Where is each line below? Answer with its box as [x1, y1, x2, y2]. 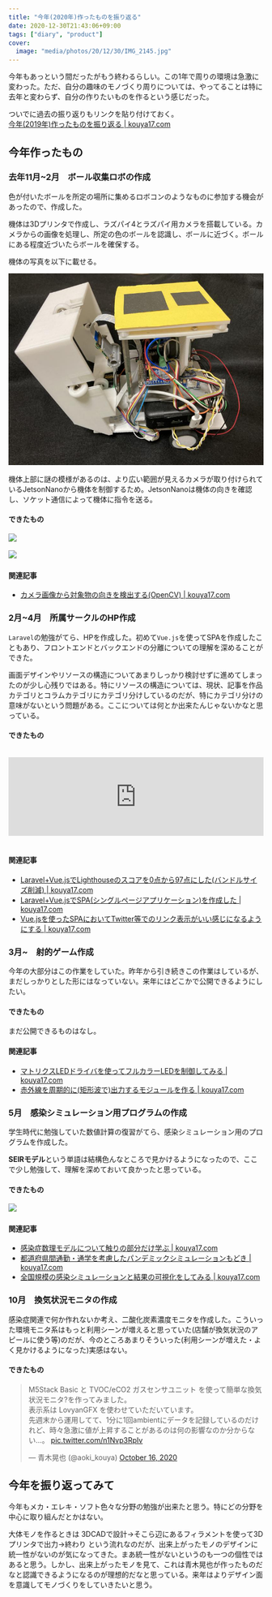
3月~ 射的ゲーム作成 [8, 946, 95, 958]
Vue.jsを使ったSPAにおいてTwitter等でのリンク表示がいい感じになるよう [19, 914, 262, 923]
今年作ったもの [8, 145, 83, 159]
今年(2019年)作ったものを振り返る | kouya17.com [8, 119, 172, 129]
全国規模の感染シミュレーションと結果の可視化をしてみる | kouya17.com [19, 1272, 261, 1282]
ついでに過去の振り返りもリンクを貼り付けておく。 [8, 110, 179, 119]
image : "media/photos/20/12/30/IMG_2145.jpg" [15, 47, 172, 56]
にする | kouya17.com [19, 923, 91, 933]
